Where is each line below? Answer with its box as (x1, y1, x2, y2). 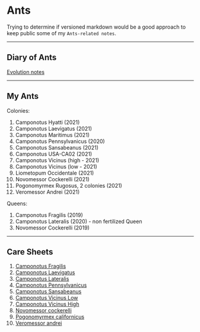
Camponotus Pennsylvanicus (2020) (15, 138, 106, 145)
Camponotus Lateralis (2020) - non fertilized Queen (15, 218, 142, 225)
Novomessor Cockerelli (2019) (15, 224, 90, 231)
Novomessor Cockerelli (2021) (15, 175, 90, 182)
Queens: (7, 200, 28, 207)
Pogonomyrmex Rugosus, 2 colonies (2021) (15, 182, 122, 189)
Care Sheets (7, 247, 53, 257)
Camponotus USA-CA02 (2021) (15, 150, 93, 157)
